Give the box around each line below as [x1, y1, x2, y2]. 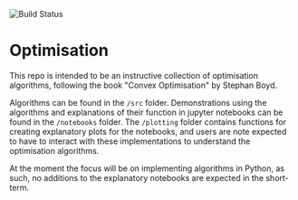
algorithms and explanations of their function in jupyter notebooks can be [9, 107, 284, 118]
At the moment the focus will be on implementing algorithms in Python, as [9, 163, 285, 174]
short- [265, 172, 290, 183]
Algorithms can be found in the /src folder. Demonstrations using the [9, 97, 267, 108]
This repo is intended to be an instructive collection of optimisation [9, 70, 258, 81]
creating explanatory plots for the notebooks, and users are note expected [9, 126, 287, 137]
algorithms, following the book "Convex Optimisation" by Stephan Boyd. [9, 80, 278, 90]
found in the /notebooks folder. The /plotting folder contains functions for [9, 116, 287, 127]
